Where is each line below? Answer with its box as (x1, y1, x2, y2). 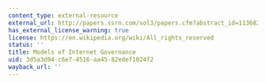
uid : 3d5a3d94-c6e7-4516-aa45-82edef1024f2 (8, 56, 154, 64)
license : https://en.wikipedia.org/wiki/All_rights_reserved (8, 33, 215, 42)
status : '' (8, 41, 44, 49)
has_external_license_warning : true (8, 26, 129, 34)
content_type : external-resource (8, 11, 119, 20)
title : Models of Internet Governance (8, 48, 136, 56)
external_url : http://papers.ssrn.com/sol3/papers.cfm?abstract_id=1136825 (8, 19, 264, 27)
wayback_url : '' (8, 63, 62, 71)
